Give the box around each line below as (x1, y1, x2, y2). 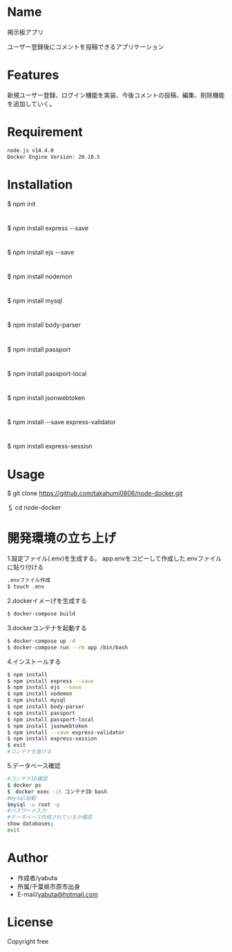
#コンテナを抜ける (7, 748, 52, 755)
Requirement (7, 124, 83, 140)
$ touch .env (7, 583, 45, 591)
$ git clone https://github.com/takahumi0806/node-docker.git (7, 489, 183, 497)
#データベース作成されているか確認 (7, 814, 93, 821)
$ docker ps (7, 781, 41, 788)
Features (7, 67, 59, 83)
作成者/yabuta (17, 873, 57, 882)
